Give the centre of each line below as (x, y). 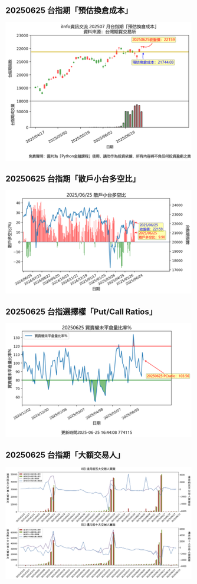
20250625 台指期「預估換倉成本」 (69, 11)
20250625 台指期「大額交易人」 (65, 455)
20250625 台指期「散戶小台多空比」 (73, 179)
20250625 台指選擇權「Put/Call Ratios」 (81, 311)
